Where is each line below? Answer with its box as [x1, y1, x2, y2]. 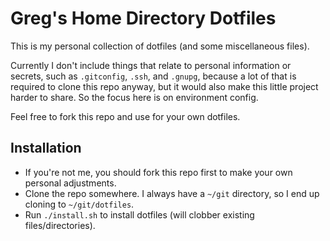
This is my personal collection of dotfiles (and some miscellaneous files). [10, 40, 310, 52]
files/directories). [24, 219, 96, 231]
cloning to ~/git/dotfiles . [24, 198, 135, 210]
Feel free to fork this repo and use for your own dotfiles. [10, 110, 241, 122]
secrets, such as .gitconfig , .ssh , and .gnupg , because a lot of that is [10, 70, 297, 82]
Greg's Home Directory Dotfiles [10, 7, 277, 30]
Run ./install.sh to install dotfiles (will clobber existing [24, 208, 255, 221]
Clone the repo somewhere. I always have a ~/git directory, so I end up [24, 187, 320, 199]
